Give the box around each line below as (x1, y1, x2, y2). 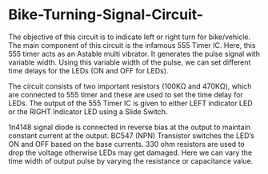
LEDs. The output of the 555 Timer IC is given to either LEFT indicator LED (8, 98, 254, 108)
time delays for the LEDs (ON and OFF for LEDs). (8, 65, 169, 75)
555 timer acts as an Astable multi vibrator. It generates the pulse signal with (8, 49, 261, 58)
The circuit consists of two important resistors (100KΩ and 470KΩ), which (8, 81, 252, 91)
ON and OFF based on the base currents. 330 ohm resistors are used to (8, 139, 246, 148)
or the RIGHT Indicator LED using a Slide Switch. (8, 106, 168, 117)
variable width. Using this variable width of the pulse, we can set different (8, 57, 251, 67)
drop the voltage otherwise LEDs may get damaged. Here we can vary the (8, 148, 253, 157)
